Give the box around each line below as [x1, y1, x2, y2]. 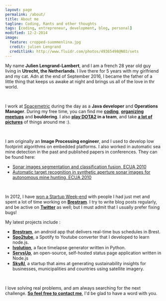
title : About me [5, 16, 39, 21]
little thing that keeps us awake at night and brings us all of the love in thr [5, 78, 155, 85]
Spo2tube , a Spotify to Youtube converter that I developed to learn [12, 234, 150, 240]
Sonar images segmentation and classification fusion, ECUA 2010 [12, 164, 147, 170]
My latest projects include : [5, 219, 61, 225]
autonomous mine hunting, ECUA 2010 [12, 174, 92, 180]
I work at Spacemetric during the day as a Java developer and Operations [5, 103, 158, 109]
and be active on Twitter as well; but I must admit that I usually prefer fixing [5, 204, 160, 210]
